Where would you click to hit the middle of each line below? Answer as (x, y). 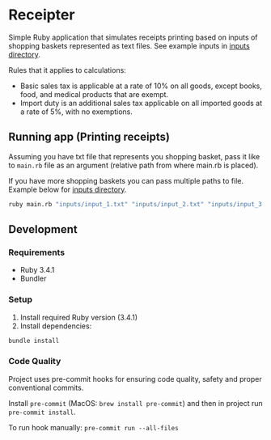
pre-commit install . (42, 412)
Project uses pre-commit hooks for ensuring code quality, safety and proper (135, 379)
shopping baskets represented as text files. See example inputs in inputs (129, 45)
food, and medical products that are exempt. (94, 94)
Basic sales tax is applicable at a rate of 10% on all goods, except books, (141, 86)
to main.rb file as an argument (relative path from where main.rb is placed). (133, 165)
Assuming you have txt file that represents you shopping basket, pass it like (134, 156)
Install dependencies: (56, 326)
